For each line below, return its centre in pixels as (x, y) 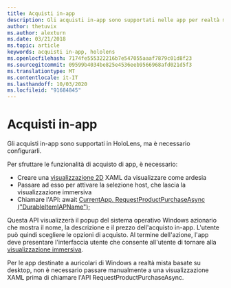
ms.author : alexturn (37, 33)
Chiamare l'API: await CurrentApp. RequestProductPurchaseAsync (111, 200)
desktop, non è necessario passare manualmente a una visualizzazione (108, 270)
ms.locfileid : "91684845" (44, 90)
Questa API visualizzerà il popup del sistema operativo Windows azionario (112, 220)
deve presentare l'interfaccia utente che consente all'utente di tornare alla (112, 243)
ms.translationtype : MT (41, 71)
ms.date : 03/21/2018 (37, 39)
